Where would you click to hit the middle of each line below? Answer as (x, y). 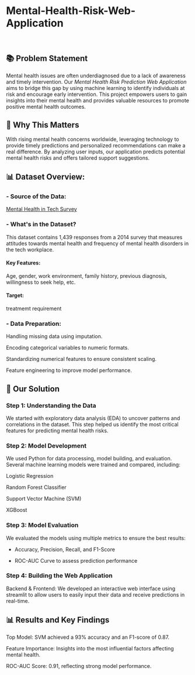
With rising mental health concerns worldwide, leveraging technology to (93, 139)
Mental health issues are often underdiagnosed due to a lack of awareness (96, 75)
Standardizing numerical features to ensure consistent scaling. (81, 359)
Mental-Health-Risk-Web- (71, 11)
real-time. (18, 601)
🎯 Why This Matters (43, 125)
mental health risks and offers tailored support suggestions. (78, 158)
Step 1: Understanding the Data (51, 405)
